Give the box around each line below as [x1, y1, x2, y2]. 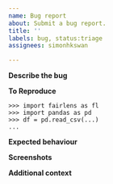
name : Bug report [8, 11, 67, 20]
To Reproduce [8, 86, 56, 96]
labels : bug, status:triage [8, 34, 103, 43]
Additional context [8, 168, 73, 178]
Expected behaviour [8, 137, 78, 147]
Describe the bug [8, 71, 68, 80]
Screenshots [8, 153, 52, 162]
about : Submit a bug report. [8, 19, 107, 27]
